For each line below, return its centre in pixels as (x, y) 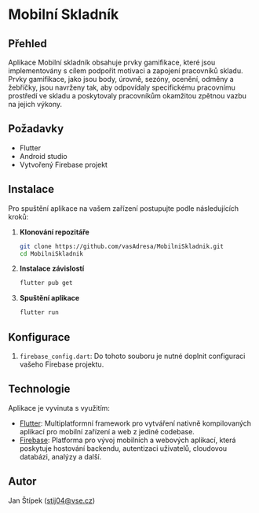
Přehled (27, 44)
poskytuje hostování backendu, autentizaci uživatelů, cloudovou (123, 448)
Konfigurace (39, 337)
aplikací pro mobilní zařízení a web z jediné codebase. (107, 431)
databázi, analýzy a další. (60, 456)
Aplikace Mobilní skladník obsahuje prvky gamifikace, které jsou (112, 62)
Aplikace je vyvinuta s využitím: (59, 408)
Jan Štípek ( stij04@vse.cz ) (52, 500)
